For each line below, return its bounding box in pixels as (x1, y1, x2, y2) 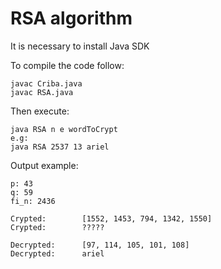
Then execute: (10, 105, 70, 117)
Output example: (10, 159, 79, 171)
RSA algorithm (10, 7, 133, 30)
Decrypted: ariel (10, 248, 105, 259)
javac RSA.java (10, 87, 74, 97)
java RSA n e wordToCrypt (10, 124, 118, 134)
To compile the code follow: (10, 59, 125, 71)
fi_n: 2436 (10, 196, 56, 206)
